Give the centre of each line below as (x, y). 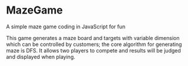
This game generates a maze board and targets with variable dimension (93, 38)
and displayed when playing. (41, 57)
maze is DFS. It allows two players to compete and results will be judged (93, 50)
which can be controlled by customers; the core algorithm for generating (94, 44)
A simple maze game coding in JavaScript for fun (66, 27)
